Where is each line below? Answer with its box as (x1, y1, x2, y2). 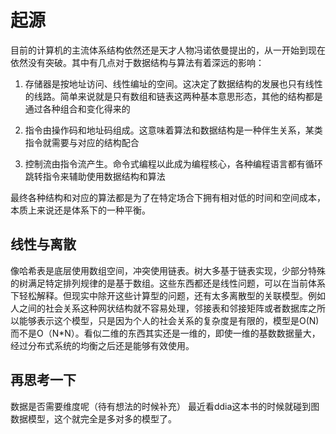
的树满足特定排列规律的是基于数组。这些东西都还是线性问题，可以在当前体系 (10, 277, 326, 289)
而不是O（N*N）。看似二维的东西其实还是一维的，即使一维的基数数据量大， (10, 327, 321, 339)
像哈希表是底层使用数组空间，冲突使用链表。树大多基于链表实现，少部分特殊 (10, 264, 326, 276)
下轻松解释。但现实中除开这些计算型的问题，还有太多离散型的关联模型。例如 (10, 289, 326, 301)
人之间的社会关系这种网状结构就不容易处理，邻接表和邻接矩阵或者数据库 (10, 302, 308, 314)
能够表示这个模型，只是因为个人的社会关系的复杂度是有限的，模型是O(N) (18, 314, 320, 326)
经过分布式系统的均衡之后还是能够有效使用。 (10, 339, 195, 351)
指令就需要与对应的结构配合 (24, 136, 140, 148)
